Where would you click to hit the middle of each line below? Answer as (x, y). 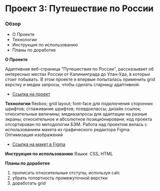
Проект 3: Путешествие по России (80, 9)
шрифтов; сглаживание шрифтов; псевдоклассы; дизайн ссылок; (73, 109)
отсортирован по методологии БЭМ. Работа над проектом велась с (76, 124)
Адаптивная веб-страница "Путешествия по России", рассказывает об (80, 69)
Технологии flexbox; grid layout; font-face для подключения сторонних (79, 104)
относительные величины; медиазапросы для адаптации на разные (76, 114)
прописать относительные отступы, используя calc (66, 173)
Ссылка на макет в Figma (39, 144)
